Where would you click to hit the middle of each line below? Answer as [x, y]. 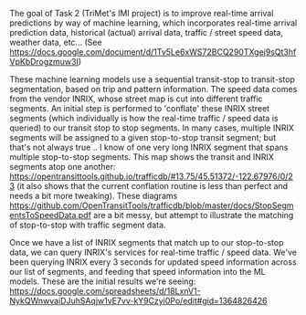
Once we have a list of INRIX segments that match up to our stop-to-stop [147, 242]
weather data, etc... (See [56, 42]
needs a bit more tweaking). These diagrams [94, 196]
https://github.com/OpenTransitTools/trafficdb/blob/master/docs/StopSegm [152, 205]
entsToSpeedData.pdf [50, 215]
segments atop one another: [63, 167]
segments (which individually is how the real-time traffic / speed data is [144, 118]
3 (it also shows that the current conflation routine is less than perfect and [149, 186]
